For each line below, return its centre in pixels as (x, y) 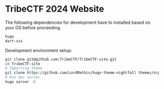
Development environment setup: (39, 50)
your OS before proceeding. (33, 27)
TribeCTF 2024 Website (55, 9)
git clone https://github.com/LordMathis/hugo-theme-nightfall (71, 73)
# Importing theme (24, 68)
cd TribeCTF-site (23, 64)
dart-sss (14, 41)
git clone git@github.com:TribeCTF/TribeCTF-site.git (61, 59)
